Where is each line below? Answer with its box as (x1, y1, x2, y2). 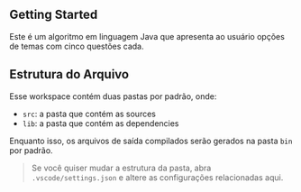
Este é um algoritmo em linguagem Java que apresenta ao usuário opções (9, 31, 286, 41)
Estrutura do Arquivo (9, 67, 129, 82)
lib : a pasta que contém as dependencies (22, 117, 179, 129)
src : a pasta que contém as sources (22, 108, 156, 119)
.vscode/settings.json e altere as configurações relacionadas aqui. (31, 171, 284, 183)
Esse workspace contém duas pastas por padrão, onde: (9, 90, 217, 102)
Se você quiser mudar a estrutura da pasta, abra (31, 162, 212, 173)
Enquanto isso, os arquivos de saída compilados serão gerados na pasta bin (9, 135, 293, 146)
